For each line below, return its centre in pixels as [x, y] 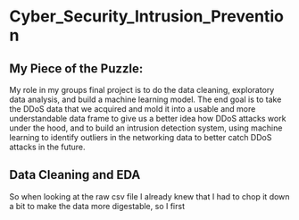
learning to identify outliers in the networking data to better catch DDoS [141, 137]
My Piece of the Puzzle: [76, 68]
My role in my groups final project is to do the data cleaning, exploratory [142, 90]
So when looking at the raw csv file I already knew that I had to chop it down [149, 196]
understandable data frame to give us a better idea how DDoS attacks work [148, 118]
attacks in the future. [48, 147]
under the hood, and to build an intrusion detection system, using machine [146, 128]
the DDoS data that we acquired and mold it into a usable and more [133, 109]
